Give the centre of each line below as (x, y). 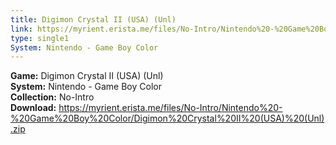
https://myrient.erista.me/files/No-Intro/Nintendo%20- (170, 108)
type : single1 (40, 38)
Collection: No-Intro (52, 97)
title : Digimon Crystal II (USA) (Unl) (93, 19)
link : (21, 29)
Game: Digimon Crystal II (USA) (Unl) (87, 76)
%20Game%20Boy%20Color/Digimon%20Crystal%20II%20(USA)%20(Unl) (167, 118)
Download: (33, 108)
